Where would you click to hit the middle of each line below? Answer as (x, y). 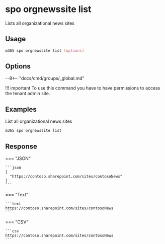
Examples (21, 109)
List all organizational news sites (39, 121)
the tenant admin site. (28, 94)
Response (21, 146)
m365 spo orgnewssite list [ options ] (45, 51)
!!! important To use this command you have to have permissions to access (83, 88)
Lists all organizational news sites (40, 23)
